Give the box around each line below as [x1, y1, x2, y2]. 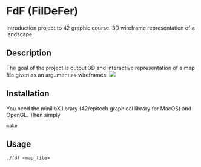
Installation [6, 89, 50, 99]
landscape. [6, 30, 35, 37]
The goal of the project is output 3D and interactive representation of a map [6, 64, 195, 71]
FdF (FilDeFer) [6, 4, 79, 18]
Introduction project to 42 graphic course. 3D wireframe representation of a [6, 24, 195, 31]
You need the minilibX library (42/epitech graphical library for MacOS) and [6, 104, 192, 112]
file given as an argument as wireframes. [6, 71, 108, 78]
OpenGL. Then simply [6, 111, 61, 118]
